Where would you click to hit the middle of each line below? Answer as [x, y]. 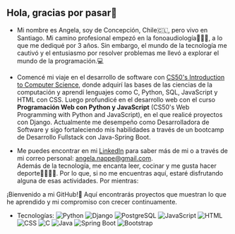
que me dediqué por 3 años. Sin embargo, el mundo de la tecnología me [122, 45]
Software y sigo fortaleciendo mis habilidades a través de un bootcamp [120, 129]
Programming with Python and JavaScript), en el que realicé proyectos [120, 114]
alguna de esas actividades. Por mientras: [78, 180]
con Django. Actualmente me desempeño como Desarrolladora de [113, 122]
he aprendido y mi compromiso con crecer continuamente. [92, 202]
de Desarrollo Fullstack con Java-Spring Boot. [84, 137]
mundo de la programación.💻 [60, 61]
